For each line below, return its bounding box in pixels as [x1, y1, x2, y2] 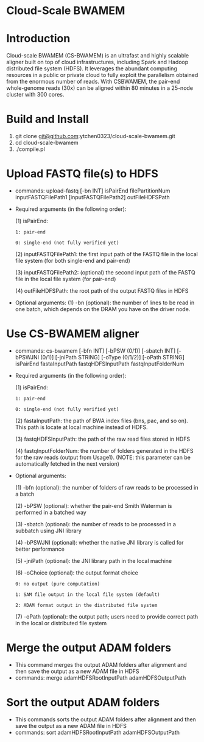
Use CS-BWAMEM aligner [6, 327, 139, 341]
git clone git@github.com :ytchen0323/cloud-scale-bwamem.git [15, 133, 175, 140]
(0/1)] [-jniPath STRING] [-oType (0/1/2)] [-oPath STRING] [40, 353, 185, 361]
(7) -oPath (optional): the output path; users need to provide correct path [15, 612, 199, 620]
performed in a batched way [15, 509, 86, 516]
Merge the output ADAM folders [6, 641, 172, 655]
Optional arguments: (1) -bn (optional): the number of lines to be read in [15, 299, 195, 306]
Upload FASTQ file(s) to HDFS [6, 167, 158, 181]
